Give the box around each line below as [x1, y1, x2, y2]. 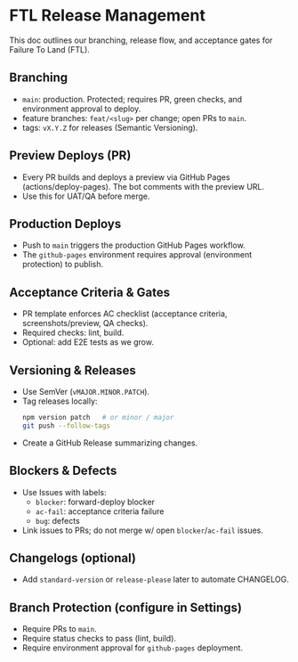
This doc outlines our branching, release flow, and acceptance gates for [9, 35, 273, 45]
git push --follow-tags [21, 421, 111, 430]
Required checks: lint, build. [21, 327, 125, 339]
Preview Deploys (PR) [9, 148, 132, 163]
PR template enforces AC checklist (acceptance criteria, [21, 308, 228, 319]
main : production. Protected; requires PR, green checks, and [21, 94, 243, 104]
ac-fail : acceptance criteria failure [35, 505, 165, 517]
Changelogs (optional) [9, 550, 136, 566]
